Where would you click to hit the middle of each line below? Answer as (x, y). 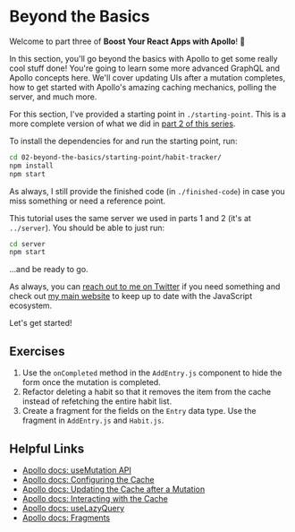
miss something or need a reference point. (88, 201)
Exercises (37, 351)
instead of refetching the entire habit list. (97, 401)
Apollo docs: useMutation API (77, 470)
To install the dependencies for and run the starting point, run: (124, 141)
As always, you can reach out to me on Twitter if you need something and (145, 287)
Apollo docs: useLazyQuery (73, 508)
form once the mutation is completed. (91, 382)
